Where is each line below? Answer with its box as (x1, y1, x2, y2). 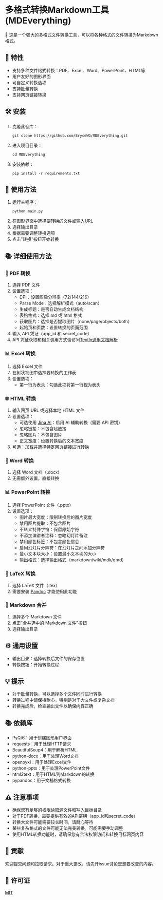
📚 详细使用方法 (5, 252, 52, 260)
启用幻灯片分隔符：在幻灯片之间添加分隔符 (19, 545, 105, 551)
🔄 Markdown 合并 (5, 602, 47, 609)
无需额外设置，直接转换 (12, 475, 59, 481)
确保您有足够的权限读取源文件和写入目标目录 (12, 807, 102, 813)
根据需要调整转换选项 (12, 230, 55, 236)
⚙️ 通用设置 (5, 642, 38, 650)
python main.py (12, 209, 43, 214)
